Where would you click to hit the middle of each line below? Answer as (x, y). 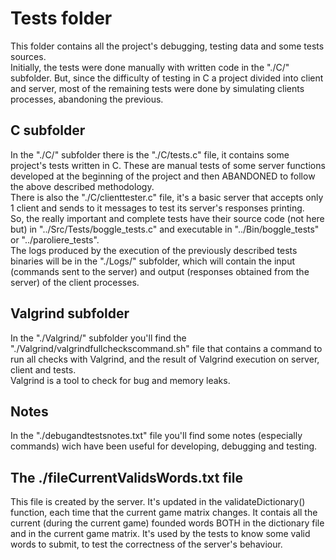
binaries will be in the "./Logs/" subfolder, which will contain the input (153, 261)
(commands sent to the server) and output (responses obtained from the (160, 271)
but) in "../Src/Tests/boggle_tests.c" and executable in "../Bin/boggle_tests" (165, 229)
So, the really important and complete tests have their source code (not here (167, 218)
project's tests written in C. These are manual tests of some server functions (168, 165)
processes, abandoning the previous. (87, 99)
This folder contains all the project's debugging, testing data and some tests (167, 46)
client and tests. (43, 369)
